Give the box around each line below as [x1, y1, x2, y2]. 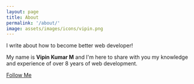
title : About [6, 14, 39, 20]
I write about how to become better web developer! [6, 42, 133, 49]
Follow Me [6, 71, 32, 79]
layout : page [6, 8, 39, 15]
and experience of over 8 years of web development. [6, 60, 138, 67]
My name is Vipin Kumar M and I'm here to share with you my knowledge [6, 53, 188, 61]
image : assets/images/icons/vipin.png [6, 25, 103, 32]
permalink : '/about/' [6, 20, 61, 26]
